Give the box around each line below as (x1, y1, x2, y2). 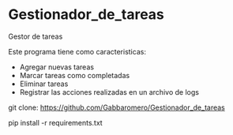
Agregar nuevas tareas (19, 62, 95, 72)
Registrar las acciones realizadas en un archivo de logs (19, 87, 200, 96)
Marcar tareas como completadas (19, 70, 130, 80)
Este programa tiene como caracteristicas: (8, 47, 146, 56)
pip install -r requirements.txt (8, 118, 103, 127)
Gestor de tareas (8, 32, 63, 41)
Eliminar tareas (19, 79, 69, 88)
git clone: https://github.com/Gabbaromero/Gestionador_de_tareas (8, 103, 225, 112)
